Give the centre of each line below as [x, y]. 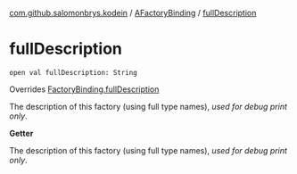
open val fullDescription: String [74, 72]
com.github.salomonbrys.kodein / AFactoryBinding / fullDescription [133, 13]
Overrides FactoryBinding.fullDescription [84, 89]
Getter [21, 133]
